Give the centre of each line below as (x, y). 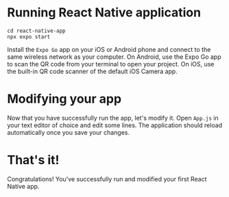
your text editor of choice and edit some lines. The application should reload (115, 125)
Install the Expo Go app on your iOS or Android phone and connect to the (109, 49)
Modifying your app (64, 99)
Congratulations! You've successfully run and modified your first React (107, 179)
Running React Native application (104, 13)
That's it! (33, 160)
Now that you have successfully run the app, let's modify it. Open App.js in (113, 118)
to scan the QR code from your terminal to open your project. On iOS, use (111, 64)
